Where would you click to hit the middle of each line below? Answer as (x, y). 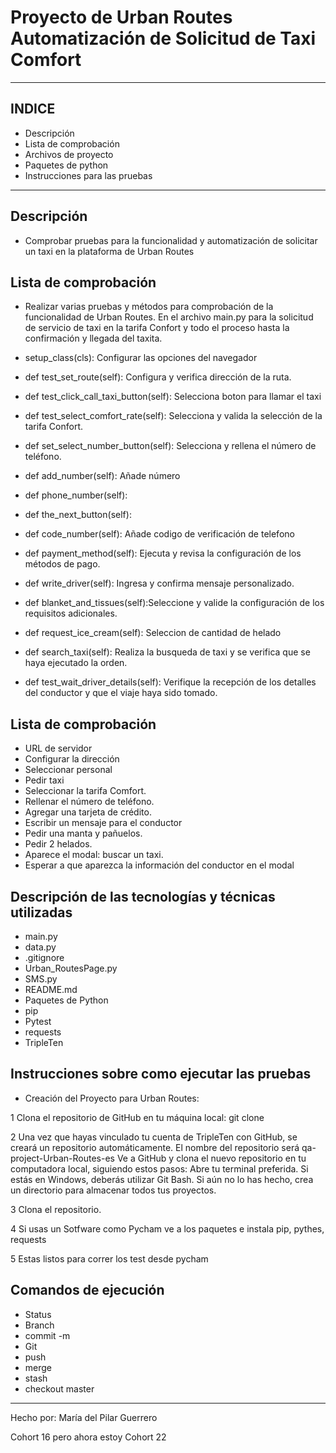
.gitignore (44, 957)
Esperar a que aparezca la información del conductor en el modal (159, 865)
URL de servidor (58, 748)
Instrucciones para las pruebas (88, 175)
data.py (40, 947)
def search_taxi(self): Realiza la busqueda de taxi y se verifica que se (167, 652)
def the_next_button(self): (78, 515)
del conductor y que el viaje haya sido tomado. (121, 693)
